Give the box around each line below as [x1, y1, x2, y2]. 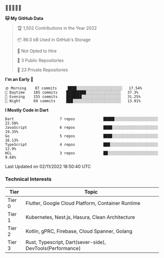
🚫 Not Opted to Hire [17, 48, 57, 54]
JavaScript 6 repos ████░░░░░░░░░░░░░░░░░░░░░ [5, 125, 159, 130]
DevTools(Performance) [25, 245, 81, 252]
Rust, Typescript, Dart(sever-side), [25, 238, 106, 245]
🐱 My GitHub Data [5, 16, 44, 21]
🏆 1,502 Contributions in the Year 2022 [17, 25, 97, 31]
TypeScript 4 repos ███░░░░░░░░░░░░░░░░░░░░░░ [5, 142, 159, 147]
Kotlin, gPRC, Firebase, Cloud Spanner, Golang [25, 228, 133, 235]
